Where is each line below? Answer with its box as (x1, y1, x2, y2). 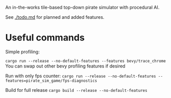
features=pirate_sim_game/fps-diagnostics (5, 78, 97, 83)
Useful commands (5, 32, 85, 44)
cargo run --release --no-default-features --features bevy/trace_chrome (5, 58, 166, 63)
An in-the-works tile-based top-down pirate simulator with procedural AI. (5, 5, 160, 10)
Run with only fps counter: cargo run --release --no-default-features (5, 73, 156, 79)
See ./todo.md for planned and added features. (5, 14, 105, 20)
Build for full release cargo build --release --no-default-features (5, 87, 147, 93)
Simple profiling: (5, 48, 40, 55)
